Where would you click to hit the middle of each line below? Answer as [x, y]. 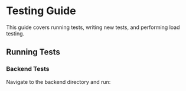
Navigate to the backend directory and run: [58, 82]
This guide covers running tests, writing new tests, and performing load [93, 27]
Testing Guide [41, 11]
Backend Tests [28, 69]
